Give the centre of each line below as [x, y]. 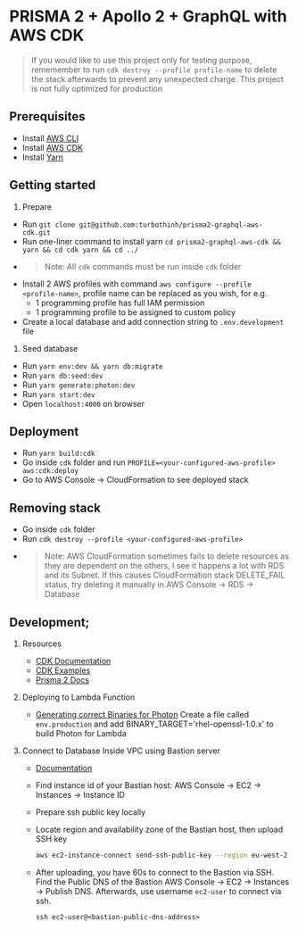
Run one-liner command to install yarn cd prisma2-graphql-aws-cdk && [151, 241]
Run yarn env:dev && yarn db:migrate [92, 365]
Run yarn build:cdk [58, 453]
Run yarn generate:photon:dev [79, 385]
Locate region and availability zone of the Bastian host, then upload [159, 829]
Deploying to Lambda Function [79, 697]
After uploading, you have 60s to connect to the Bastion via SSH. [155, 872]
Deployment [44, 432]
